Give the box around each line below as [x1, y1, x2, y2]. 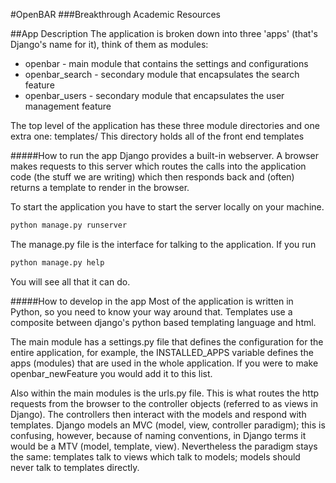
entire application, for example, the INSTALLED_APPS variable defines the [10, 346, 314, 358]
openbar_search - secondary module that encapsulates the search [24, 69, 300, 80]
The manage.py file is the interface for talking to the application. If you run [10, 238, 317, 250]
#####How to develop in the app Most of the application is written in [10, 295, 294, 307]
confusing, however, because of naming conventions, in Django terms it [10, 429, 307, 441]
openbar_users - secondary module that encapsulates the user [24, 90, 285, 101]
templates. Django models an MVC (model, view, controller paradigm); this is [10, 419, 326, 431]
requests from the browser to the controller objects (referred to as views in [10, 397, 318, 409]
